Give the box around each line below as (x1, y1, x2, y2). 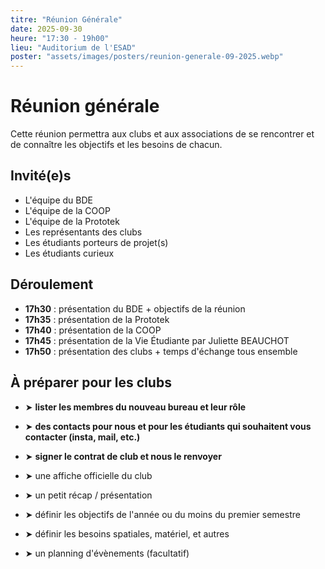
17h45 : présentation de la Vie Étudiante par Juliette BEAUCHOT (24, 334, 290, 346)
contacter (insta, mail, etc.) (24, 431, 141, 443)
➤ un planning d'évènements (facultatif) (24, 547, 190, 559)
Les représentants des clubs (24, 226, 143, 238)
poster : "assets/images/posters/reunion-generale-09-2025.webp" (10, 52, 284, 62)
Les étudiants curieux (24, 247, 115, 259)
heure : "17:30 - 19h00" (10, 33, 110, 43)
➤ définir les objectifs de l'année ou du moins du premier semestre (24, 508, 301, 520)
